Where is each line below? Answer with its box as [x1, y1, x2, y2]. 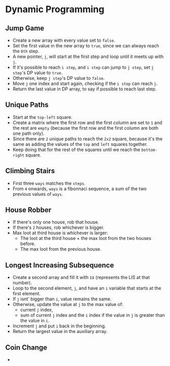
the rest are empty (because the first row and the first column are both [12, 125, 159, 131]
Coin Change [5, 343, 47, 352]
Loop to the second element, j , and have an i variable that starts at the [12, 285, 161, 291]
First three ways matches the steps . [12, 180, 86, 186]
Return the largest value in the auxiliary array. [12, 328, 108, 334]
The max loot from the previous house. [20, 246, 101, 252]
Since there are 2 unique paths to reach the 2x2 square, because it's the [12, 136, 163, 142]
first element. [12, 291, 41, 297]
